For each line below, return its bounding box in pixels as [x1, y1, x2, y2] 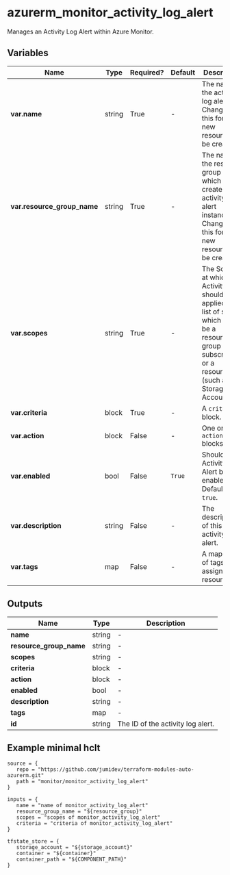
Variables [7, 47, 49, 59]
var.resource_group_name [10, 201, 99, 211]
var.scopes [10, 328, 48, 338]
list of [201, 307, 220, 316]
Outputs [7, 598, 43, 610]
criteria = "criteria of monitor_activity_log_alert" [16, 820, 173, 827]
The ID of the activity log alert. [117, 719, 214, 728]
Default [170, 67, 195, 77]
